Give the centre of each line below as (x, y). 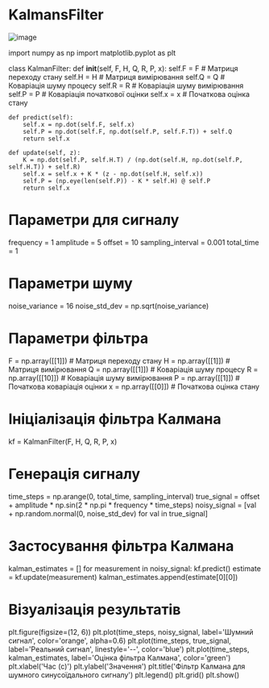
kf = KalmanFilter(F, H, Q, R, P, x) (63, 441)
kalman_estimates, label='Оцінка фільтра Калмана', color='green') (120, 657)
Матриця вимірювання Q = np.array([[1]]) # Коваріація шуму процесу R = (133, 369)
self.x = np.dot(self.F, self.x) (79, 124)
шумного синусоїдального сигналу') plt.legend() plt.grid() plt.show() (124, 674)
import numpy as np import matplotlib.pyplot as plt (92, 52)
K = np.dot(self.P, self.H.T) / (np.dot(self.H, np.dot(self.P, (133, 160)
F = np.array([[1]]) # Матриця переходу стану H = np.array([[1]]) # (120, 361)
